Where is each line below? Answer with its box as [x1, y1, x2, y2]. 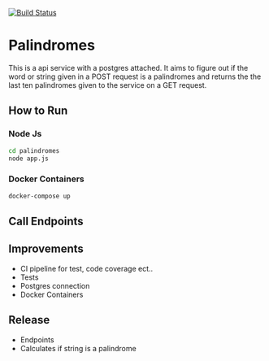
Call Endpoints [8, 214, 84, 228]
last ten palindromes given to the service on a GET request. [8, 80, 207, 89]
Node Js [8, 128, 42, 140]
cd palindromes [8, 146, 60, 154]
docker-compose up [8, 192, 71, 200]
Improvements [8, 242, 84, 256]
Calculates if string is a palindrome [20, 343, 137, 353]
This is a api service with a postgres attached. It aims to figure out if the [8, 63, 249, 72]
